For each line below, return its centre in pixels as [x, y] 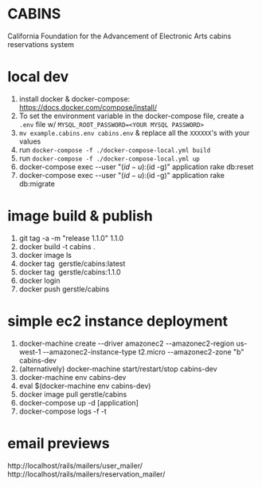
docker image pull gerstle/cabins [73, 394]
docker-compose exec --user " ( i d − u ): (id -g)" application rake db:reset [136, 166]
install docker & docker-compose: [74, 99]
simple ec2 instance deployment [118, 321]
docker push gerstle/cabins [64, 289]
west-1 [30, 351]
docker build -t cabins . [57, 246]
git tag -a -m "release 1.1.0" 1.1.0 [71, 238]
